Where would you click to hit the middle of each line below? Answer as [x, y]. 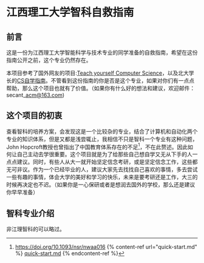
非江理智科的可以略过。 [36, 229]
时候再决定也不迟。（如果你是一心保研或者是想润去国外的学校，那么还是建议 [101, 185]
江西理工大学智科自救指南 [70, 12]
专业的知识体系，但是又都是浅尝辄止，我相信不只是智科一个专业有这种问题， [102, 139]
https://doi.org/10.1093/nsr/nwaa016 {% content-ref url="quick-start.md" [106, 247]
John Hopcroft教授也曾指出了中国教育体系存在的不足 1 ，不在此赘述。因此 [97, 146]
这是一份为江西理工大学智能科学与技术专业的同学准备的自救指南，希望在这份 [102, 53]
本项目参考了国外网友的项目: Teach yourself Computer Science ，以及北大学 [100, 73]
